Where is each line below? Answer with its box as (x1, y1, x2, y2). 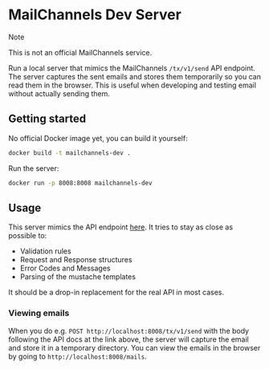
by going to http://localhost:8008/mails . (8, 351, 147, 361)
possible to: (8, 231, 47, 241)
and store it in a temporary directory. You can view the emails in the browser (8, 343, 261, 352)
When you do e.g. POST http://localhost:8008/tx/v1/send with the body (8, 326, 250, 335)
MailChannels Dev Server (8, 6, 182, 24)
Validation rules (19, 246, 71, 256)
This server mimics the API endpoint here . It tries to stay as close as (8, 222, 234, 232)
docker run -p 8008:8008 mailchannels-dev (8, 179, 153, 187)
